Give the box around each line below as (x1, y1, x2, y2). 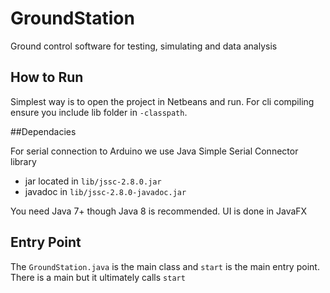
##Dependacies (10, 125, 77, 137)
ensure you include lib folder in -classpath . (10, 106, 188, 118)
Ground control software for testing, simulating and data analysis (10, 40, 278, 52)
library (10, 155, 37, 167)
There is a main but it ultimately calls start (10, 271, 186, 283)
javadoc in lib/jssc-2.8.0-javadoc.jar (24, 185, 187, 197)
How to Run (10, 69, 84, 86)
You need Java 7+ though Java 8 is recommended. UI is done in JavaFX (10, 205, 308, 217)
